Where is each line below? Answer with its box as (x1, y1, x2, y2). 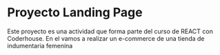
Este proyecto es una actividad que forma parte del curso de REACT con (7, 27, 214, 35)
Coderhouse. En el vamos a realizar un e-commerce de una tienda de (7, 34, 205, 42)
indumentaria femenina (7, 41, 73, 50)
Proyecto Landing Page (7, 5, 143, 20)
